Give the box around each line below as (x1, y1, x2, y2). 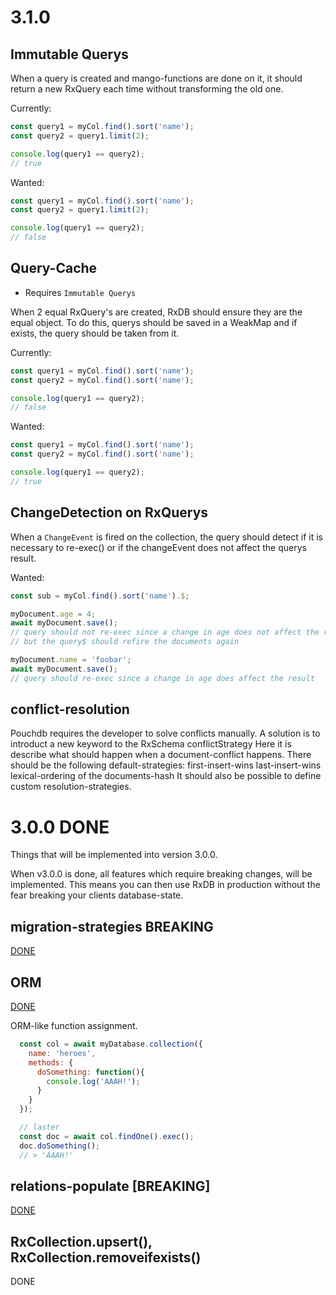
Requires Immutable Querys (24, 286, 137, 298)
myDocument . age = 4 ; (10, 609, 97, 619)
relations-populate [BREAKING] (10, 1177, 211, 1195)
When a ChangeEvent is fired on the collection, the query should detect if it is (10, 531, 324, 543)
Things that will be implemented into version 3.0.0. (10, 849, 218, 861)
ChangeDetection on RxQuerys (10, 504, 209, 521)
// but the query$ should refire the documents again (10, 637, 240, 647)
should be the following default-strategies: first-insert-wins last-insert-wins (10, 759, 322, 771)
